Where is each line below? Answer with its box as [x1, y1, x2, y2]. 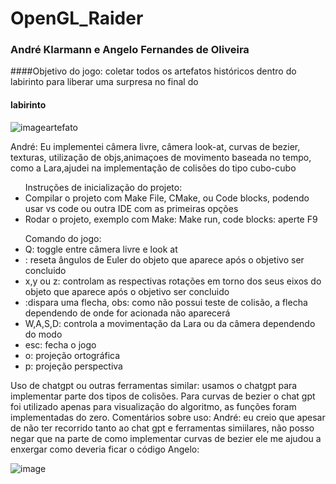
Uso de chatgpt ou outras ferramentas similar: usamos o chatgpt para [10, 379, 298, 391]
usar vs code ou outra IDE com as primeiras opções [24, 202, 239, 214]
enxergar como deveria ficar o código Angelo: [10, 443, 200, 455]
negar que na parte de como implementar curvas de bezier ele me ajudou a [10, 432, 322, 444]
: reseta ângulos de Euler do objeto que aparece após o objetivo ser [24, 253, 305, 266]
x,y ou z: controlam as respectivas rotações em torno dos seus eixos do [24, 275, 322, 287]
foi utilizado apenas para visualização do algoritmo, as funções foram [10, 400, 297, 412]
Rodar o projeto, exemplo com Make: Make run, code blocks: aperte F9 [24, 213, 318, 225]
